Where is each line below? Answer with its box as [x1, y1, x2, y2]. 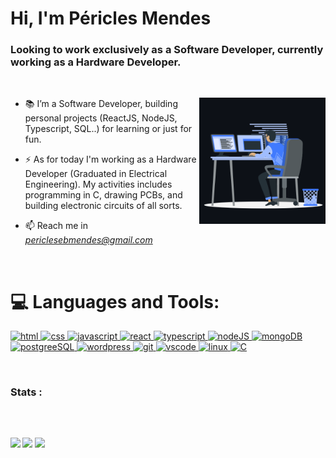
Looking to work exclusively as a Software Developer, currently [10, 43, 324, 57]
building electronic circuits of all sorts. [24, 200, 183, 212]
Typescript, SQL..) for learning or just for [24, 123, 193, 135]
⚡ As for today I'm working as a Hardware [24, 153, 197, 166]
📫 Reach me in [24, 220, 89, 232]
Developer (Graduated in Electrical [24, 168, 168, 180]
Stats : [10, 385, 43, 399]
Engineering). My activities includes [24, 178, 173, 191]
